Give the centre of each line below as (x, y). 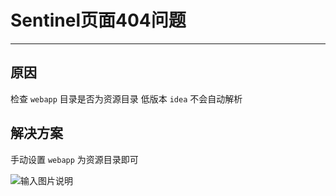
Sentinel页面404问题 (98, 20)
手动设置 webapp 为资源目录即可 (74, 159)
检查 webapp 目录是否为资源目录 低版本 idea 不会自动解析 (126, 98)
